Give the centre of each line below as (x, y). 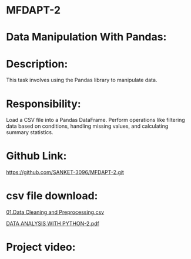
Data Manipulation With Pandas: (86, 37)
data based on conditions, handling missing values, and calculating (87, 126)
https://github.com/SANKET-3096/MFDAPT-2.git (65, 172)
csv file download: (52, 196)
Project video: (41, 247)
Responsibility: (43, 104)
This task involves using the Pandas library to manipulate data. (82, 80)
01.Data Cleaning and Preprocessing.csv (55, 212)
